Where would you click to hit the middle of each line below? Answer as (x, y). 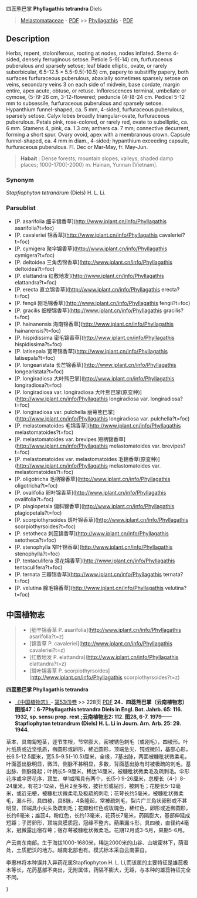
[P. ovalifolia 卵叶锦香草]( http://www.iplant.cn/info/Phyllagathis (90, 493)
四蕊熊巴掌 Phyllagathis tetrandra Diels (54, 9)
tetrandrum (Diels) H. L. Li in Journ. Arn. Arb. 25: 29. (117, 724)
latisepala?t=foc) (35, 358)
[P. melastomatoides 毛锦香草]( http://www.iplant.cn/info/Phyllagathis (98, 426)
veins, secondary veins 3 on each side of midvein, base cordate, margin (93, 84)
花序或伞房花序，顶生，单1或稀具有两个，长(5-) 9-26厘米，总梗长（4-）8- (96, 778)
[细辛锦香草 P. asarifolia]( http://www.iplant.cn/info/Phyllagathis (105, 630)
